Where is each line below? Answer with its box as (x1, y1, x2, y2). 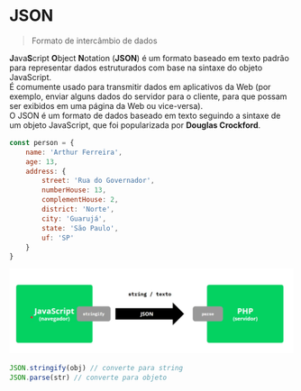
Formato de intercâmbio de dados (31, 35, 158, 46)
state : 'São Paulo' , (41, 223, 119, 232)
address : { (25, 167, 67, 176)
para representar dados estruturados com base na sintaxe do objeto (9, 62, 263, 73)
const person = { (9, 138, 75, 147)
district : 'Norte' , (41, 205, 115, 214)
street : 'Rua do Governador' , (41, 177, 155, 186)
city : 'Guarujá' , (41, 214, 106, 223)
